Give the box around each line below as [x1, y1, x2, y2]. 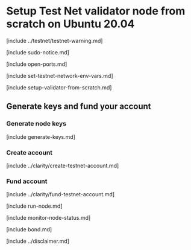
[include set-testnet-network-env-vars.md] [6, 72, 113, 79]
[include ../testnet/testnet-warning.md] [6, 37, 103, 44]
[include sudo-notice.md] [6, 48, 69, 56]
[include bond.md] [6, 226, 52, 233]
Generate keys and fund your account [6, 101, 152, 112]
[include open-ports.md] [6, 60, 67, 68]
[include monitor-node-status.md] [6, 214, 91, 222]
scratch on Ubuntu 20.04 [6, 17, 135, 31]
